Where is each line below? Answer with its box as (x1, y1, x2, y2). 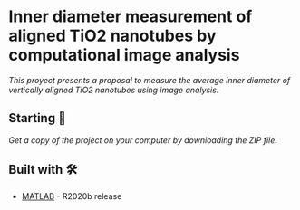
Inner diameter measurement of (8, 6, 253, 27)
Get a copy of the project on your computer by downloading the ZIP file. (8, 134, 278, 146)
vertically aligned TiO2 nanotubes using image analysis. (8, 84, 219, 95)
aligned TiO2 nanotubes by (8, 25, 217, 46)
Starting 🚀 (8, 110, 67, 126)
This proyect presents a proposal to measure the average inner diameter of (8, 74, 291, 85)
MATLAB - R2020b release (21, 190, 122, 201)
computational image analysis (8, 45, 240, 65)
